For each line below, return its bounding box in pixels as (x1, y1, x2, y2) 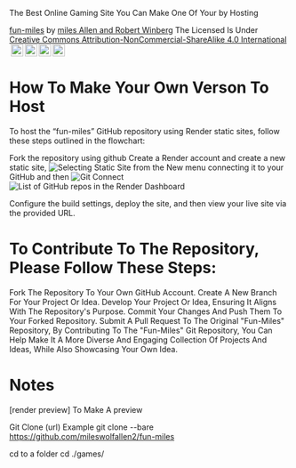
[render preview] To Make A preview (9, 404, 143, 415)
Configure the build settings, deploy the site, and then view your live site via (9, 198, 287, 208)
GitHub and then (9, 171, 69, 182)
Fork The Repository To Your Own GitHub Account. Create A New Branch (9, 286, 277, 297)
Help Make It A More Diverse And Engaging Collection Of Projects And (9, 334, 268, 345)
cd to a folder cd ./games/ (9, 448, 105, 459)
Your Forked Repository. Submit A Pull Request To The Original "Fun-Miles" (9, 315, 285, 326)
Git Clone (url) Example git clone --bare (9, 422, 154, 432)
